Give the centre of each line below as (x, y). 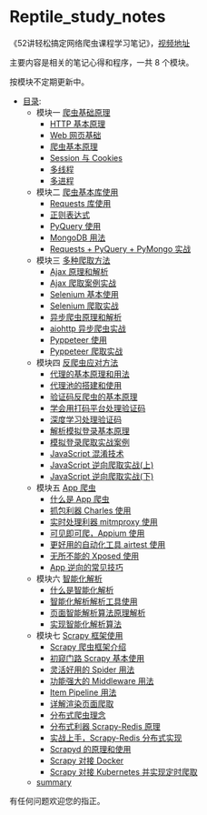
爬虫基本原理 (74, 146)
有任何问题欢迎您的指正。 (57, 800)
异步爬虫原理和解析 (86, 317)
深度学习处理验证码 (86, 419)
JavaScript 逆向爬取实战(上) (102, 465)
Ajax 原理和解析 (79, 271)
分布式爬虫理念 (78, 715)
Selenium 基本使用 (84, 294)
